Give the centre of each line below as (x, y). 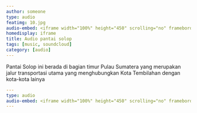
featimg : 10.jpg (26, 22)
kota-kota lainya (26, 79)
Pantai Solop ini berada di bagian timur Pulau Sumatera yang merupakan (94, 67)
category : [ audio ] (28, 50)
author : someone (26, 11)
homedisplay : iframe (31, 34)
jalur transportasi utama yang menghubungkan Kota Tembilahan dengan (93, 73)
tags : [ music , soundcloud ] (39, 45)
